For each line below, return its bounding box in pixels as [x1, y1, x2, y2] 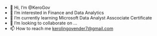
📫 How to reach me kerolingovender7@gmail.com [9, 26, 113, 31]
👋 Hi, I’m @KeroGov [9, 5, 51, 10]
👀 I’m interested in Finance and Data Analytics [9, 10, 104, 16]
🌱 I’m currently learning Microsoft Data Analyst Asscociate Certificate [9, 15, 153, 20]
